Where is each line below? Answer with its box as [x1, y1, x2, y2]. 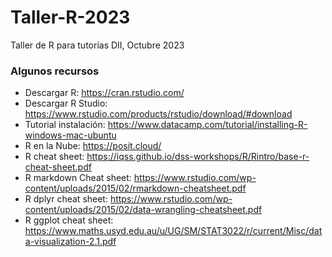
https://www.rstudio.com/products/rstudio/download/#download [24, 108, 293, 120]
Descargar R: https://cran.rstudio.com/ [24, 87, 185, 99]
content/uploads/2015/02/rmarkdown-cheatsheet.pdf [24, 182, 247, 195]
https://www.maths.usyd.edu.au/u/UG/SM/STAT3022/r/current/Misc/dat [24, 225, 323, 237]
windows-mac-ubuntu [24, 129, 117, 141]
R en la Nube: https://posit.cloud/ [24, 140, 162, 152]
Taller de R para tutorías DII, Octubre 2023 [10, 39, 185, 51]
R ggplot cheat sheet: [24, 214, 114, 226]
